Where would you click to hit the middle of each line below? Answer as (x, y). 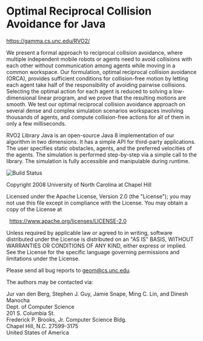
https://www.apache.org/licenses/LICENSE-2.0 (68, 221)
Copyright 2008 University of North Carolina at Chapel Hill (79, 184)
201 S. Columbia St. (31, 313)
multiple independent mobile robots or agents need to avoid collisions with (99, 59)
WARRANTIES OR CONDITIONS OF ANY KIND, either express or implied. (96, 245)
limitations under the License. (43, 258)
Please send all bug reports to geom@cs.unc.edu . (69, 270)
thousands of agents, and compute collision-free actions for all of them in (98, 117)
